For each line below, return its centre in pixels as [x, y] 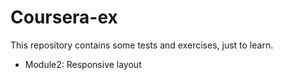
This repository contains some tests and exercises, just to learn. [142, 45]
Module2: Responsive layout [83, 64]
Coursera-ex [64, 17]
